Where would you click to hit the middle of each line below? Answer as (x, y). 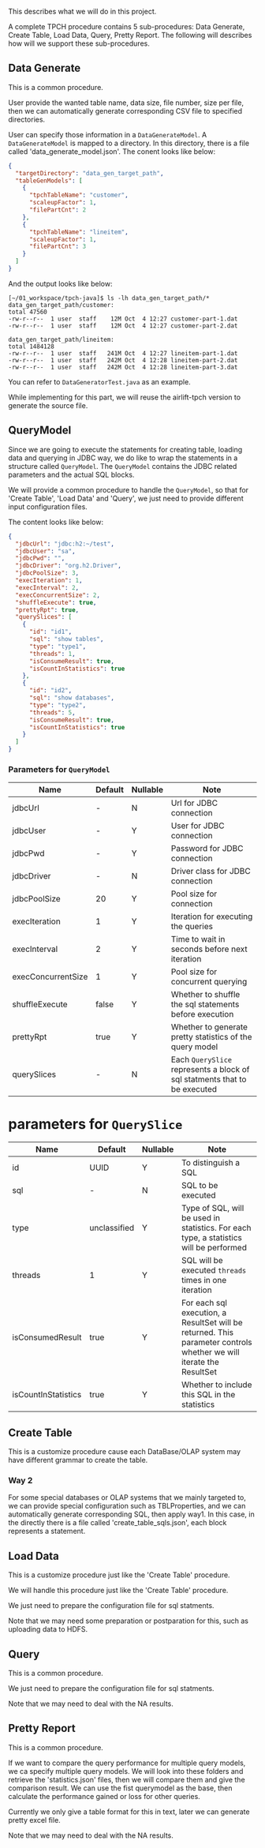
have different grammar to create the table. (78, 1460)
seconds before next (209, 949)
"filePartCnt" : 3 (58, 247)
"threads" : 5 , (52, 712)
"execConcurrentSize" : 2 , (58, 595)
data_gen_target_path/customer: (61, 305)
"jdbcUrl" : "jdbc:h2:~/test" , (65, 544)
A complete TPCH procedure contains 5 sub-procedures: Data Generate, (127, 26)
